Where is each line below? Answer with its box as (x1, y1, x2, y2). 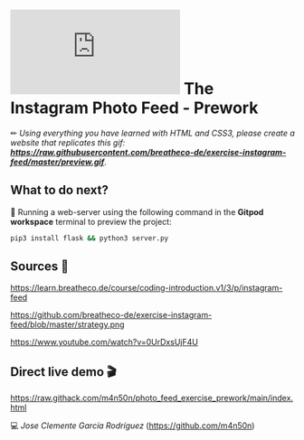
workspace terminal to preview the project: (10, 216, 172, 227)
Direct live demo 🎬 (10, 364, 117, 379)
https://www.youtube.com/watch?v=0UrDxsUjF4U (10, 337, 198, 348)
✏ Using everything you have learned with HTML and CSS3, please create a (10, 127, 295, 138)
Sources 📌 (10, 258, 70, 275)
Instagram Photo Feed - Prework (10, 98, 259, 118)
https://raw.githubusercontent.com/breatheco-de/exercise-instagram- (10, 146, 287, 157)
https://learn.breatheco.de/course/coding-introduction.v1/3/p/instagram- (10, 283, 283, 294)
